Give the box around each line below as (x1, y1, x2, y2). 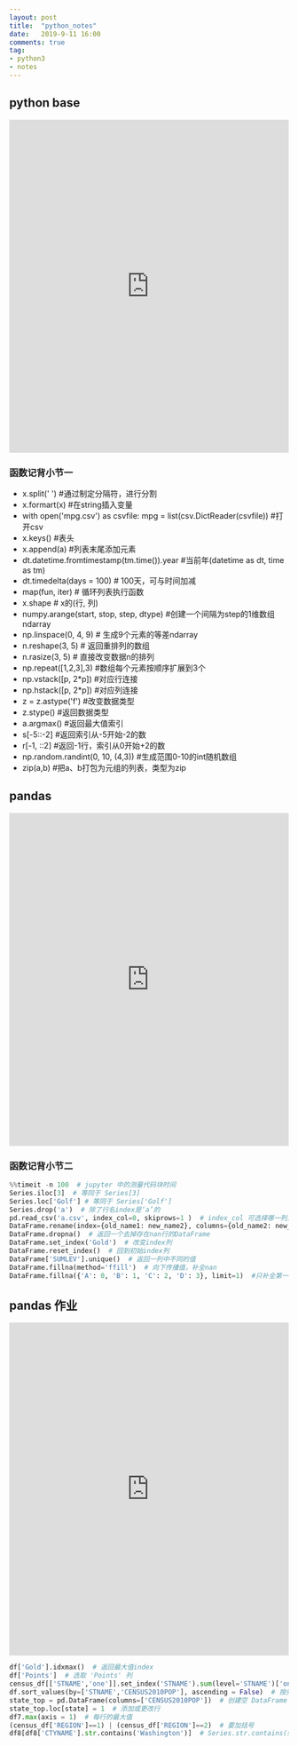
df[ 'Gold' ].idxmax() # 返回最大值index (9, 1663, 153, 1672)
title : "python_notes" (9, 21, 98, 30)
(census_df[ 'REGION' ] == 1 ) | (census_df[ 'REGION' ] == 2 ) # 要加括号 (9, 1720, 255, 1730)
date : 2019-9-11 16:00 (9, 29, 101, 38)
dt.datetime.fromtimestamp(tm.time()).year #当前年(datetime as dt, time (21, 554, 285, 565)
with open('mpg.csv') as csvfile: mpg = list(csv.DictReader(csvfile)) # (21, 510, 277, 520)
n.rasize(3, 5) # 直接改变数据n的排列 (21, 651, 155, 662)
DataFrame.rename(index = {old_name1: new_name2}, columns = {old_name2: (9, 1222, 272, 1231)
